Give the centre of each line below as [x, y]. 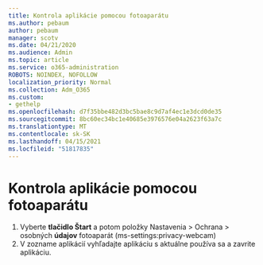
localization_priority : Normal [60, 82]
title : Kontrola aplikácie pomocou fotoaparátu [89, 16]
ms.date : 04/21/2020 [43, 45]
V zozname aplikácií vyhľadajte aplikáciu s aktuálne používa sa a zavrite [137, 244]
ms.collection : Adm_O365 [49, 90]
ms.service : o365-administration [64, 68]
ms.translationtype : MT [48, 127]
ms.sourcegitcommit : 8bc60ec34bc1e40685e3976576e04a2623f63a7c [115, 119]
